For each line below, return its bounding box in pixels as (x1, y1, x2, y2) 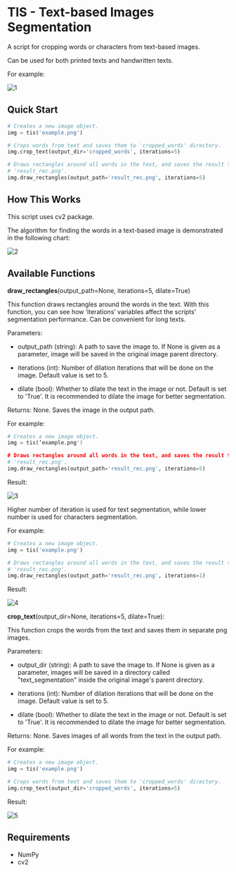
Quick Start (7, 104, 58, 116)
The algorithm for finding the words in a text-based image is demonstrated (7, 226, 223, 235)
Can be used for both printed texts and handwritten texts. (7, 56, 173, 64)
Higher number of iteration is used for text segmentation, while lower (7, 505, 206, 513)
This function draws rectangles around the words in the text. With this (7, 300, 209, 309)
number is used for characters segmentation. (7, 512, 138, 521)
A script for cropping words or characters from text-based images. (7, 42, 200, 51)
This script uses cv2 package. (7, 212, 95, 220)
